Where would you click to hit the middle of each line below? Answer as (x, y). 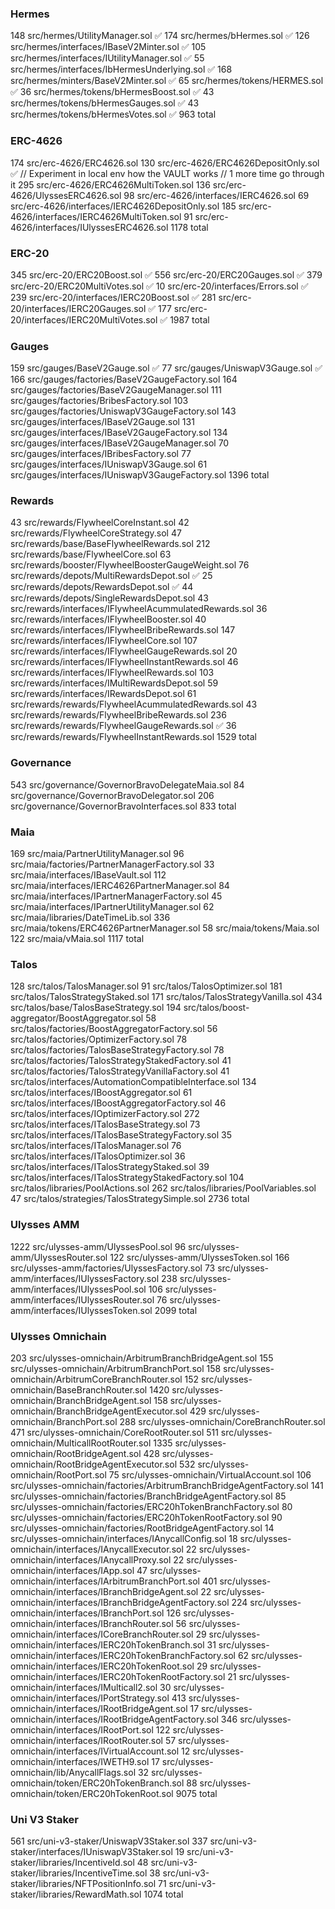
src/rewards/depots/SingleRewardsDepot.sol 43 (109, 598)
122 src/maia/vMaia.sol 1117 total (77, 939)
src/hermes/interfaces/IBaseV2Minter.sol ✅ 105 (108, 47)
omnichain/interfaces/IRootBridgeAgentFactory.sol (114, 1719)
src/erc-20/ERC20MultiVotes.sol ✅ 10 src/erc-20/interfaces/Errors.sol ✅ (159, 286)
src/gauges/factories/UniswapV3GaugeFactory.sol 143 (123, 411)
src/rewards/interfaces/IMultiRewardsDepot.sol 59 (114, 683)
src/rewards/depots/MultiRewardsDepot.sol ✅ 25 (111, 576)
